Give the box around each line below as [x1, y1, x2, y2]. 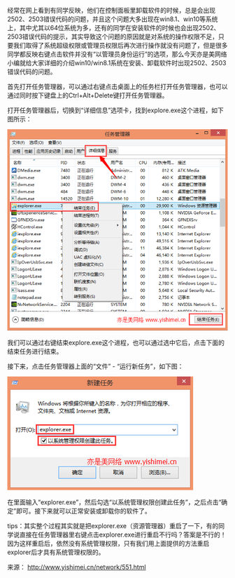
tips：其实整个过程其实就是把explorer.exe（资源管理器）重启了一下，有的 [7, 521, 219, 530]
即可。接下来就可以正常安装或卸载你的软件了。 [16, 506, 152, 515]
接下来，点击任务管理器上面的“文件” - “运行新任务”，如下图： [7, 362, 184, 370]
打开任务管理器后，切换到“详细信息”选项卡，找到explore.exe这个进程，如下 [7, 106, 224, 114]
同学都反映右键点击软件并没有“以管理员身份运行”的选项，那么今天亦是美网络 [7, 50, 227, 58]
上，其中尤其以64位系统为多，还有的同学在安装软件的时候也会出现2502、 [7, 24, 220, 32]
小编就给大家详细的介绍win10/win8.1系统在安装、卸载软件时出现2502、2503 [7, 59, 227, 67]
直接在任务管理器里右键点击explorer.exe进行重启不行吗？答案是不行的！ [19, 530, 227, 539]
